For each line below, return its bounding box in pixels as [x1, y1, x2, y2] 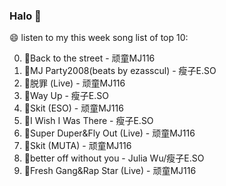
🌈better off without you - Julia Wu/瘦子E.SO [23, 152, 205, 164]
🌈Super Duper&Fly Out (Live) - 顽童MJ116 [23, 127, 196, 139]
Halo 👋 [9, 9, 42, 23]
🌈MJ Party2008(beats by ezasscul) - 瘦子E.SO [23, 65, 217, 77]
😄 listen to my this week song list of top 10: [9, 32, 189, 44]
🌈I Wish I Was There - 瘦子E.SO [23, 115, 154, 127]
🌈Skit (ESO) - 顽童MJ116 [23, 102, 124, 114]
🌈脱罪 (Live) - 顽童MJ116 [23, 77, 126, 89]
